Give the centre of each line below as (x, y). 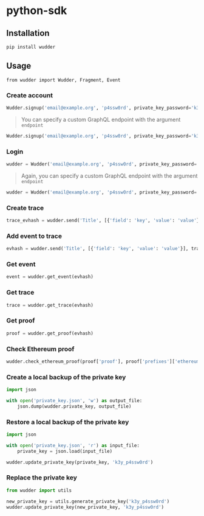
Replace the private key (42, 478)
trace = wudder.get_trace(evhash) (50, 305)
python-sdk (37, 11)
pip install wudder (31, 47)
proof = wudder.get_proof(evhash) (50, 333)
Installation (28, 33)
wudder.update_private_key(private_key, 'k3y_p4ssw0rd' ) (80, 462)
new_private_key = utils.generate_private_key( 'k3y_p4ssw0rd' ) (88, 501)
